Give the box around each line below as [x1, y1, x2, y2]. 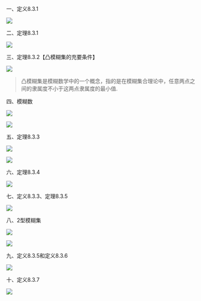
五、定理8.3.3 [6, 133, 40, 140]
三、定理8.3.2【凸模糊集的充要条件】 [6, 54, 98, 60]
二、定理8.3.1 [6, 29, 39, 36]
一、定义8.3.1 [6, 5, 39, 12]
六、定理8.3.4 [6, 169, 40, 176]
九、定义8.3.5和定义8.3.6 [6, 252, 68, 259]
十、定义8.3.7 [6, 276, 40, 283]
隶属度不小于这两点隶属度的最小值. [31, 85, 118, 92]
